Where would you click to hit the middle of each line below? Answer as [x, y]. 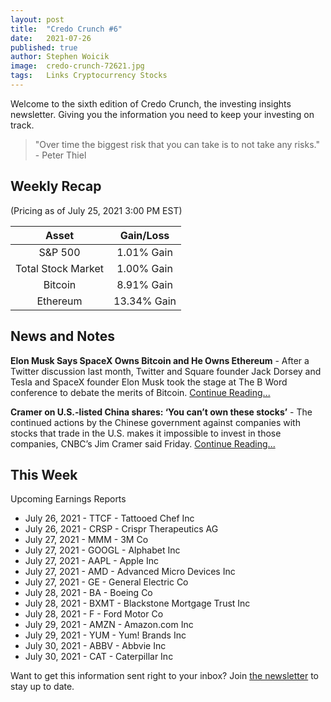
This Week [44, 474]
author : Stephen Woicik [60, 57]
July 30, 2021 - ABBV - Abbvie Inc [95, 646]
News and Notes [62, 336]
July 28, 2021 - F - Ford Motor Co [94, 614]
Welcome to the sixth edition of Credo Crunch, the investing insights [151, 103]
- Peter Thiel [60, 155]
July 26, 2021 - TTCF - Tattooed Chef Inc [109, 518]
